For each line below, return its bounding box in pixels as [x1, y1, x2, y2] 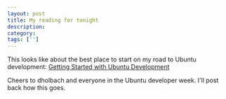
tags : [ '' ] [7, 36, 39, 43]
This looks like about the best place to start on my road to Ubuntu [7, 55, 197, 63]
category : [7, 29, 36, 37]
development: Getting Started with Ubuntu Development [7, 63, 170, 71]
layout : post [7, 10, 46, 17]
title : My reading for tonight [7, 17, 99, 24]
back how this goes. [7, 84, 66, 92]
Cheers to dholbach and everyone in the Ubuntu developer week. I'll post [7, 76, 219, 84]
